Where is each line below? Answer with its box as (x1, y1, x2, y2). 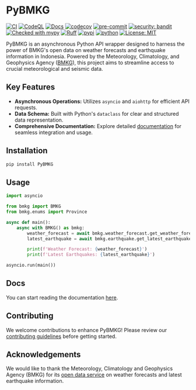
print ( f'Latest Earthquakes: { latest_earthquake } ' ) (27, 252, 156, 258)
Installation (6, 146, 48, 156)
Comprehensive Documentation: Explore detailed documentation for (14, 122, 182, 129)
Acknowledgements (6, 350, 81, 360)
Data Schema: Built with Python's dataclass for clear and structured (14, 110, 179, 117)
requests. (14, 103, 38, 111)
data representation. (14, 116, 64, 123)
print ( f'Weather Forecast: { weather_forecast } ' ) (27, 246, 148, 252)
